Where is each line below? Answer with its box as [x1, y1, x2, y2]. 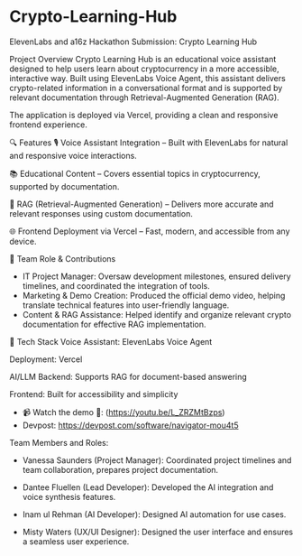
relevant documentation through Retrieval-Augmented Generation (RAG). [9, 92, 279, 103]
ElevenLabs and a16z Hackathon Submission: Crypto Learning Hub [9, 36, 258, 47]
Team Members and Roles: [9, 437, 109, 448]
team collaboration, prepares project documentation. [22, 464, 219, 475]
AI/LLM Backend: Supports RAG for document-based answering [9, 371, 248, 382]
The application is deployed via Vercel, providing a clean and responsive [9, 109, 279, 120]
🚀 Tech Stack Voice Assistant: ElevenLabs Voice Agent [9, 336, 213, 347]
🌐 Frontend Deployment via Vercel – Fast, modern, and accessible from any [9, 226, 290, 236]
